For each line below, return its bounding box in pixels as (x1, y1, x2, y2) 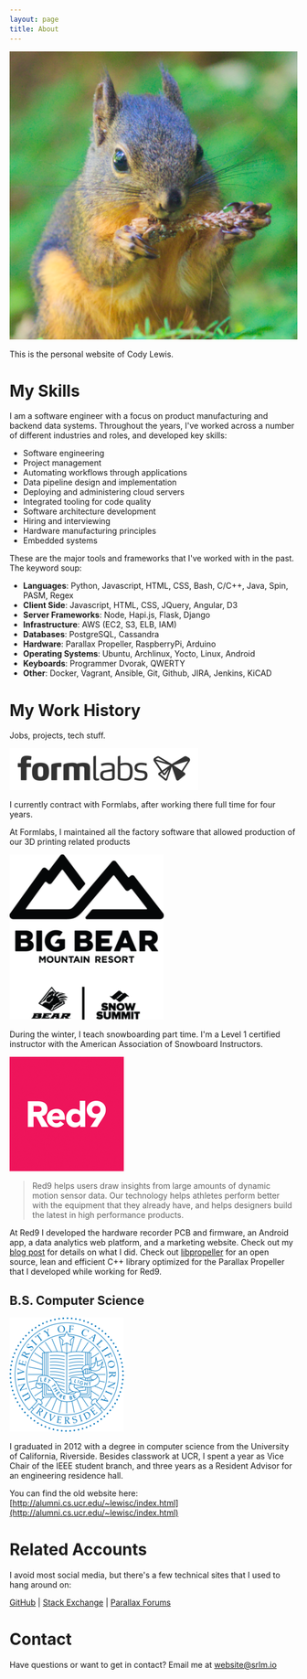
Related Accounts (9, 1539, 148, 1560)
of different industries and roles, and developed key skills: (9, 430, 228, 441)
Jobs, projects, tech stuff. (9, 730, 106, 741)
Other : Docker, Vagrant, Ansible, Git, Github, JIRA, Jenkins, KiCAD (22, 668, 272, 679)
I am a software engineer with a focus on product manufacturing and (9, 411, 269, 422)
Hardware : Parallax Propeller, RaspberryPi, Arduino (22, 638, 217, 649)
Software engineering (22, 448, 105, 459)
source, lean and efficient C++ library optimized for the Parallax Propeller (9, 1257, 285, 1267)
